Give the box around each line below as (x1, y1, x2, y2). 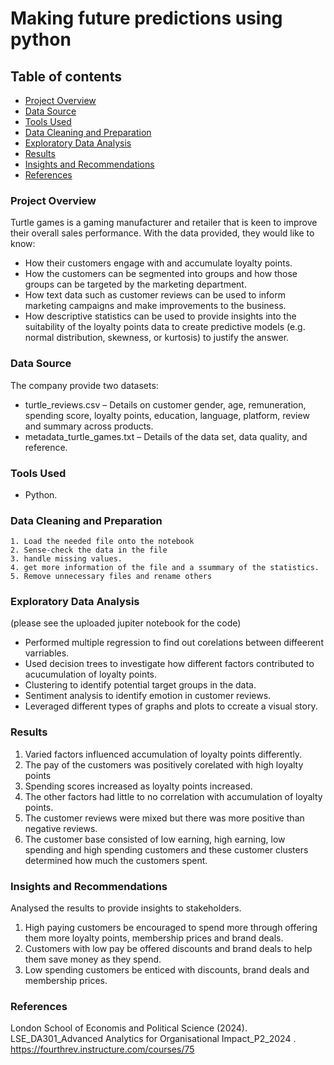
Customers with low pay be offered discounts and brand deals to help (24, 943, 313, 955)
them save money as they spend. (24, 953, 162, 966)
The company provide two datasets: (10, 379, 159, 391)
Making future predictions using (10, 7, 283, 30)
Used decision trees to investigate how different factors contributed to (24, 658, 315, 670)
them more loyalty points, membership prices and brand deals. (24, 932, 284, 944)
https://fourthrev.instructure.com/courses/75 (10, 1043, 195, 1056)
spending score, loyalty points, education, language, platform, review (24, 409, 310, 421)
